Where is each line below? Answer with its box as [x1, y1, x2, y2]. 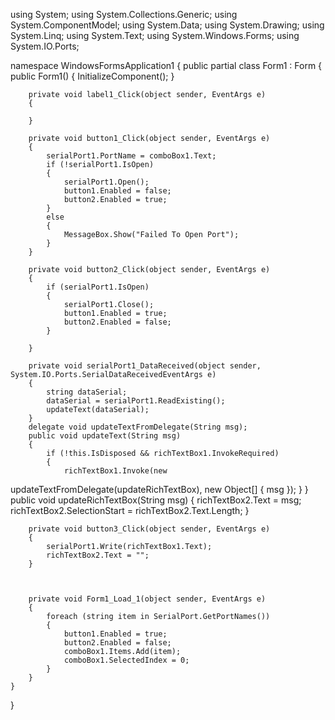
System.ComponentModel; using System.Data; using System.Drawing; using [10, 19, 325, 31]
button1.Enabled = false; [63, 186, 172, 196]
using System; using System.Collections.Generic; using [10, 9, 238, 20]
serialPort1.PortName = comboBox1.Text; [46, 151, 217, 161]
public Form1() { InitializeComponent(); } [10, 70, 175, 82]
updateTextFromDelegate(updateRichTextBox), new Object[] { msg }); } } [10, 484, 309, 495]
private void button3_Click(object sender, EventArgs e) [28, 524, 271, 534]
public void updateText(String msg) [28, 431, 182, 441]
